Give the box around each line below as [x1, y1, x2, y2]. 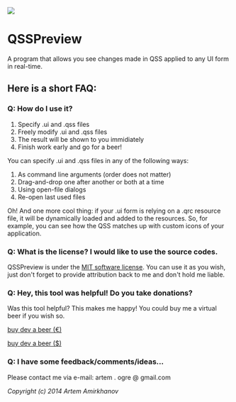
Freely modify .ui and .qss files [17, 128, 108, 136]
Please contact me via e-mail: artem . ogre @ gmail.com [7, 373, 172, 381]
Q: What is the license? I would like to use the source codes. [7, 247, 218, 257]
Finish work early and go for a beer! [17, 143, 123, 151]
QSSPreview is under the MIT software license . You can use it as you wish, [7, 262, 225, 271]
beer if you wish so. [7, 312, 65, 320]
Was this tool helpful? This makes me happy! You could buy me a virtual [7, 304, 218, 313]
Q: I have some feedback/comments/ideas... [7, 357, 164, 367]
